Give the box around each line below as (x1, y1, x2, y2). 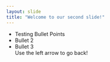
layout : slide (6, 8, 42, 15)
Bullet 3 (14, 43, 34, 50)
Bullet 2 (14, 37, 34, 44)
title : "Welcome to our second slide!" (6, 14, 105, 20)
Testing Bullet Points (14, 30, 65, 37)
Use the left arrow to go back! (14, 49, 88, 56)
